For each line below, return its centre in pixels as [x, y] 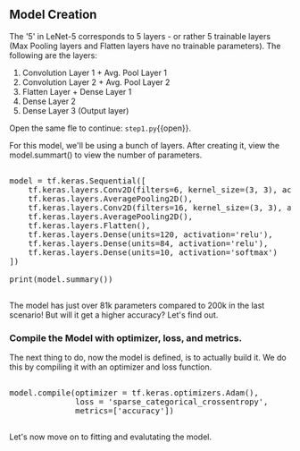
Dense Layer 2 [49, 101]
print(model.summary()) [61, 279]
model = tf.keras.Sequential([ [78, 181]
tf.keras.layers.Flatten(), [89, 225]
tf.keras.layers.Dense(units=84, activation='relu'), [148, 243]
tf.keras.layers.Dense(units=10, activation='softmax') [153, 252]
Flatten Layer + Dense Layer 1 [77, 91]
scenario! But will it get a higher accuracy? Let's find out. [114, 315]
